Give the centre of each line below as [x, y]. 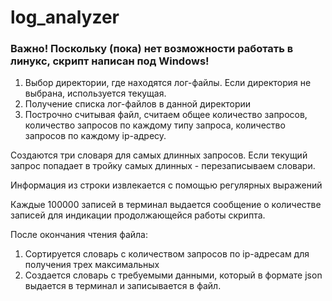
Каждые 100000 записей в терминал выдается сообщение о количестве [166, 205]
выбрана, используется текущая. [95, 93]
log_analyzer [65, 17]
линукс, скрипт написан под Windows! [110, 61]
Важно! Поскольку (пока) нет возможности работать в [152, 49]
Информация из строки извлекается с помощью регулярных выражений [166, 185]
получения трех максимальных [92, 265]
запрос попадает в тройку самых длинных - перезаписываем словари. [163, 166]
